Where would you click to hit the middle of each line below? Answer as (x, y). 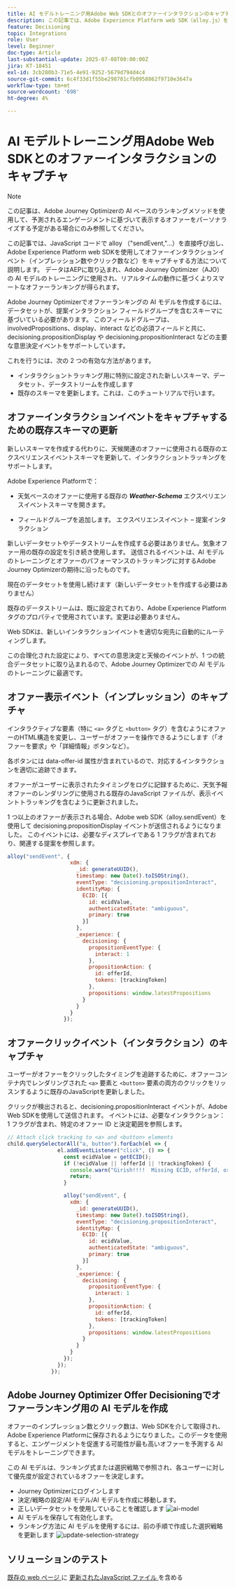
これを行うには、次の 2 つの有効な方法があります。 (81, 360)
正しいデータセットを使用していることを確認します (91, 1509)
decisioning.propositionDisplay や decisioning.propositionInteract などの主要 (117, 336)
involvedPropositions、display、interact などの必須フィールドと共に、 (108, 328)
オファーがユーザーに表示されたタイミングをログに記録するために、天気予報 (117, 784)
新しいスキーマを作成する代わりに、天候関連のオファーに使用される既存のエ (117, 449)
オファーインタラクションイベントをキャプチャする (117, 417)
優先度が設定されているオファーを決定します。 (80, 1477)
